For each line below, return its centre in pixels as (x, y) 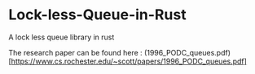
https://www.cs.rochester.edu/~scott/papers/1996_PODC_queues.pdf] (129, 61)
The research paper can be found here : (75, 52)
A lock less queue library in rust (62, 37)
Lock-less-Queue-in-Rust (97, 15)
